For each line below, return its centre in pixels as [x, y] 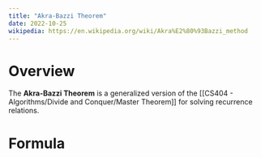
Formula [37, 143]
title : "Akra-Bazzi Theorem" [58, 16]
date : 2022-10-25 [38, 23]
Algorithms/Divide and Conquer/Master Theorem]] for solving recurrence [130, 102]
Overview [42, 71]
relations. [24, 111]
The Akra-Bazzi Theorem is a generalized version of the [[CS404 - [121, 93]
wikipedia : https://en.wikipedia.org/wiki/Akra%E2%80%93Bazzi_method [128, 31]
